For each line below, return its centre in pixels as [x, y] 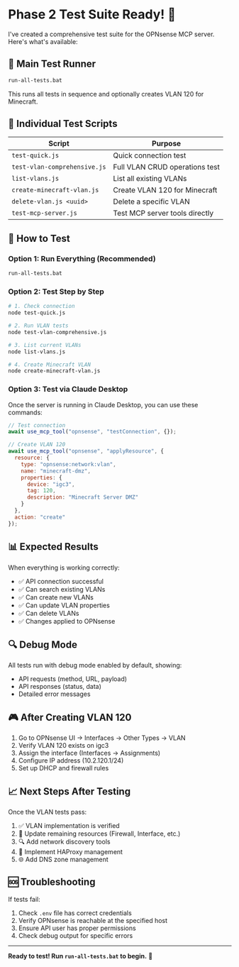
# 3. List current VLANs [45, 345]
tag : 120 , [41, 491]
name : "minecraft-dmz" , [56, 471]
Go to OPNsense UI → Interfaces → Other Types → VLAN [102, 738]
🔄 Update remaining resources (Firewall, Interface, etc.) [99, 834]
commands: [26, 412]
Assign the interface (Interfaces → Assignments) [89, 753]
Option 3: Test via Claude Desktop [68, 389]
